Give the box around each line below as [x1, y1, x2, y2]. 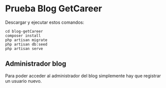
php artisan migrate [5, 38, 48, 43]
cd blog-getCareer [5, 29, 43, 34]
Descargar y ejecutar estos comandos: [5, 19, 84, 25]
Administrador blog [5, 60, 66, 68]
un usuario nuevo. [5, 78, 42, 84]
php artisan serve [5, 46, 43, 51]
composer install [5, 33, 41, 38]
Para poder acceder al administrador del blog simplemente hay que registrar [5, 73, 161, 79]
